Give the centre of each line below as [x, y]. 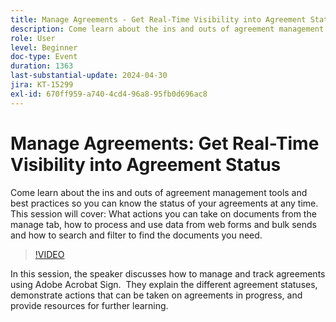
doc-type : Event [44, 57]
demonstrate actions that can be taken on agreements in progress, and [156, 295]
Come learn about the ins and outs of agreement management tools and [159, 192]
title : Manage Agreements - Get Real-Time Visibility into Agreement [158, 19]
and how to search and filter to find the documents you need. [136, 235]
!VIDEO [49, 254]
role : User [33, 38]
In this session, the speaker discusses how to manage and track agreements [168, 273]
